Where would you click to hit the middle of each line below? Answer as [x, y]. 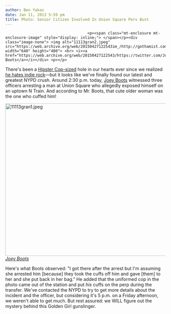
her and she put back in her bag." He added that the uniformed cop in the [82, 279]
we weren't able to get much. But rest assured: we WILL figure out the [79, 301]
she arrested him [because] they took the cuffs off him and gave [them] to [83, 274]
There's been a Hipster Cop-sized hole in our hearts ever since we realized [84, 70]
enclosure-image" [24, 38]
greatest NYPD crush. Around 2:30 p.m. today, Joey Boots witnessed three [84, 80]
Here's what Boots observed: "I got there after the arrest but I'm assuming [83, 269]
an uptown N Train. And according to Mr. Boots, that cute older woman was [84, 91]
